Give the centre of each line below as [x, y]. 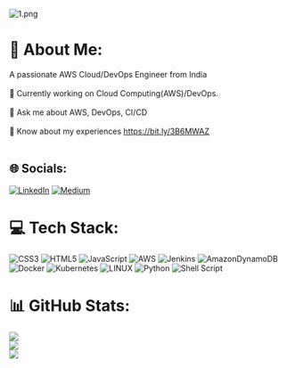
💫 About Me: [56, 50]
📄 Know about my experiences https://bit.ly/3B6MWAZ [110, 131]
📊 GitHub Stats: [70, 305]
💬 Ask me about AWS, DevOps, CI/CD [78, 112]
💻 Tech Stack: [64, 228]
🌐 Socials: [38, 169]
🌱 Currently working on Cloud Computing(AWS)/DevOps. [114, 93]
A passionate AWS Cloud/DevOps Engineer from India [108, 74]
